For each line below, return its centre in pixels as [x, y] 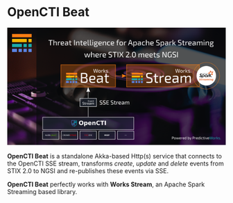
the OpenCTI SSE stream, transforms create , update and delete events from [115, 163]
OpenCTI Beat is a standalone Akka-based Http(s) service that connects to [115, 156]
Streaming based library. [42, 192]
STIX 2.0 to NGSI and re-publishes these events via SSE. [88, 171]
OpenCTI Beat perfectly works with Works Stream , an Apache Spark [106, 184]
